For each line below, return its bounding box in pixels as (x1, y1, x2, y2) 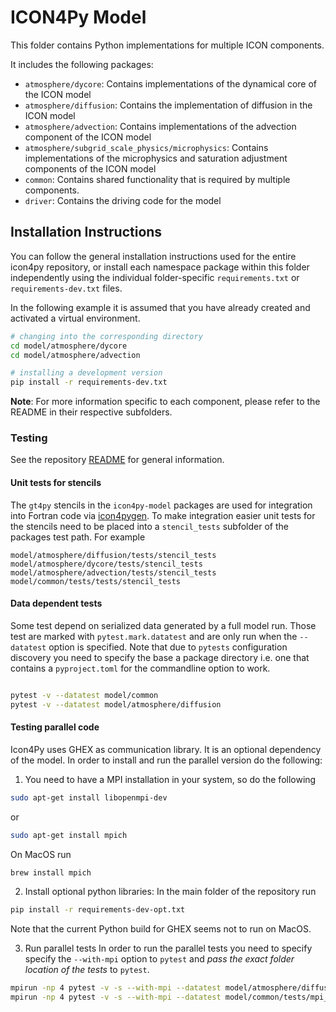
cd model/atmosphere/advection (10, 350, 141, 360)
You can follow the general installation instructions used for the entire (10, 250, 297, 262)
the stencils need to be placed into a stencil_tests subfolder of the (10, 520, 289, 532)
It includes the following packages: (10, 58, 154, 70)
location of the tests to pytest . (24, 964, 150, 976)
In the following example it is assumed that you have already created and (10, 301, 311, 313)
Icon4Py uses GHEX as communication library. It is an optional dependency (10, 743, 322, 755)
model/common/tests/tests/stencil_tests (10, 576, 182, 586)
